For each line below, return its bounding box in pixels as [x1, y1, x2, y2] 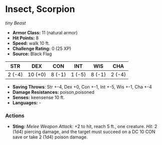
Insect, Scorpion [5, 3, 75, 15]
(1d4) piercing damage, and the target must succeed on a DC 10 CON [12, 129, 155, 135]
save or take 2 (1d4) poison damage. [12, 134, 88, 140]
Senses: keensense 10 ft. [12, 94, 65, 100]
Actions [5, 112, 25, 119]
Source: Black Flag [12, 51, 52, 57]
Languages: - [12, 100, 41, 106]
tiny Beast [5, 20, 26, 26]
